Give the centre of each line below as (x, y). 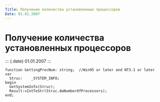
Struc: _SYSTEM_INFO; (34, 78)
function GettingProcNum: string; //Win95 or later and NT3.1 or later (80, 70)
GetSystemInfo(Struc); (32, 87)
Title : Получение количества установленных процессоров (63, 9)
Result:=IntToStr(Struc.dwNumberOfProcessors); (58, 91)
